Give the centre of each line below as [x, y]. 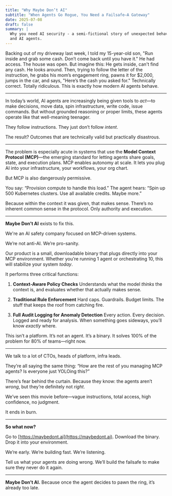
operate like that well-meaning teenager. [48, 117]
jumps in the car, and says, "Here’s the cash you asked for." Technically [81, 81]
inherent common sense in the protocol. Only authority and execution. [79, 209]
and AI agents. [26, 39]
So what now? [21, 427]
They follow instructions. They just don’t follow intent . [62, 127]
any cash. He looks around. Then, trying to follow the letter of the [74, 69]
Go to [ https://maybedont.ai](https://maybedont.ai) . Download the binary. [83, 437]
